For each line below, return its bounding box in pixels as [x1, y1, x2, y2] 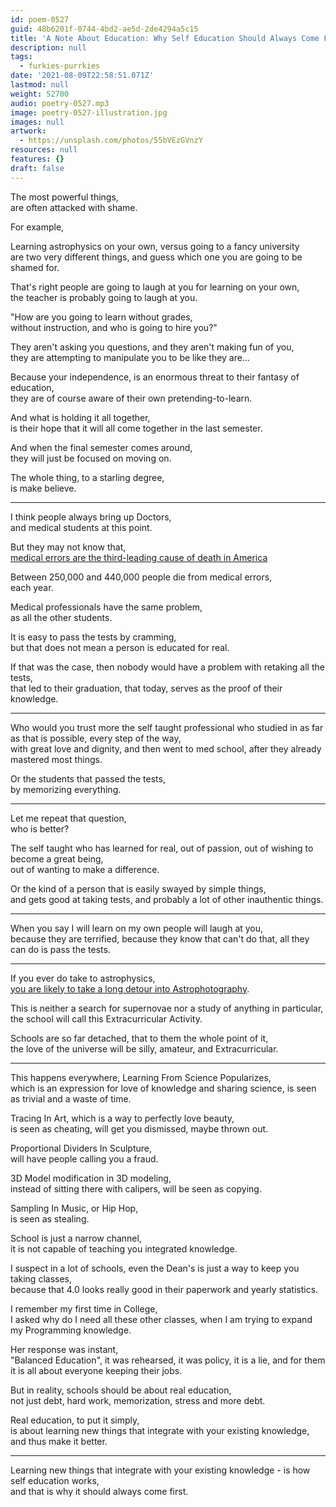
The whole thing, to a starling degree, [10, 471, 165, 483]
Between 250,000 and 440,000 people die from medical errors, [10, 571, 273, 583]
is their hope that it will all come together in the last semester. [10, 422, 263, 434]
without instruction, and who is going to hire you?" [10, 321, 218, 333]
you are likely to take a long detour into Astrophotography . [10, 982, 250, 995]
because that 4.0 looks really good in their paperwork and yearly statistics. [10, 1283, 319, 1295]
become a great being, [10, 852, 104, 865]
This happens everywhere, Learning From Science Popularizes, [10, 1071, 272, 1083]
